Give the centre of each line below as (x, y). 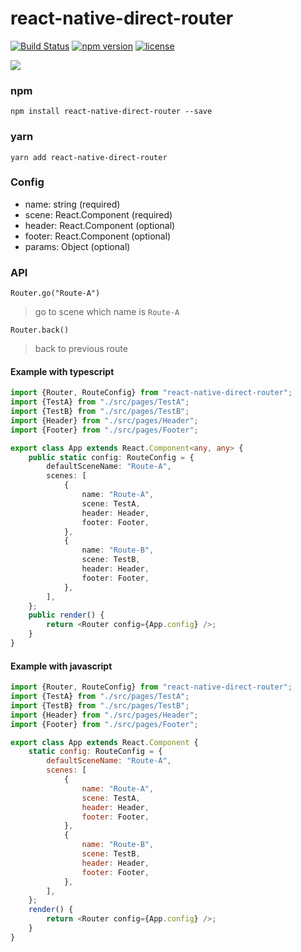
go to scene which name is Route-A (107, 312)
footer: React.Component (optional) (98, 236)
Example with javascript (61, 666)
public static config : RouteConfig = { (111, 457)
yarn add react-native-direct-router (89, 157)
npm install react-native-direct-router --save (111, 112)
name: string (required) (72, 204)
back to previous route (81, 349)
